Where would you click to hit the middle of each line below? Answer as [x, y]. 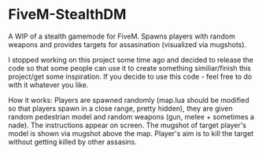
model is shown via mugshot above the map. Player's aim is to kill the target [131, 133]
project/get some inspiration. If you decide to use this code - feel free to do [130, 76]
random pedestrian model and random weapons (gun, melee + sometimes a [131, 116]
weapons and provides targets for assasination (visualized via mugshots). [127, 44]
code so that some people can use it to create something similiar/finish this [130, 68]
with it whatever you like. [48, 85]
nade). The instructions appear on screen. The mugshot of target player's [127, 125]
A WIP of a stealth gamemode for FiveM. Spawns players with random [122, 36]
